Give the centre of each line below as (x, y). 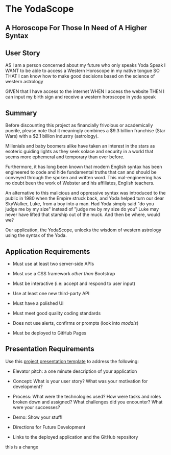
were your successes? (36, 407)
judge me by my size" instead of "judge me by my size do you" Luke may (82, 209)
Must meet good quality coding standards (57, 313)
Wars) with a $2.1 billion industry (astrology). (52, 136)
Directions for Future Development (49, 427)
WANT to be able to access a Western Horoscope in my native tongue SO (82, 71)
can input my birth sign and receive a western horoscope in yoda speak (81, 97)
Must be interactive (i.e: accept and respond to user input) (74, 283)
